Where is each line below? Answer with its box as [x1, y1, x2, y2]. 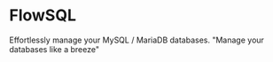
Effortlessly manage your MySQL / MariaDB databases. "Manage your [9, 35, 264, 45]
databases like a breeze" [9, 43, 100, 54]
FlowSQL [9, 5, 77, 26]
